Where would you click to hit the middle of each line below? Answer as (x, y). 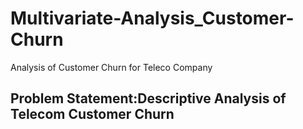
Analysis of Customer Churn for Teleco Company (111, 67)
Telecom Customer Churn (92, 114)
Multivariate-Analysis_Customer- (152, 18)
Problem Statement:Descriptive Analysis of (148, 98)
